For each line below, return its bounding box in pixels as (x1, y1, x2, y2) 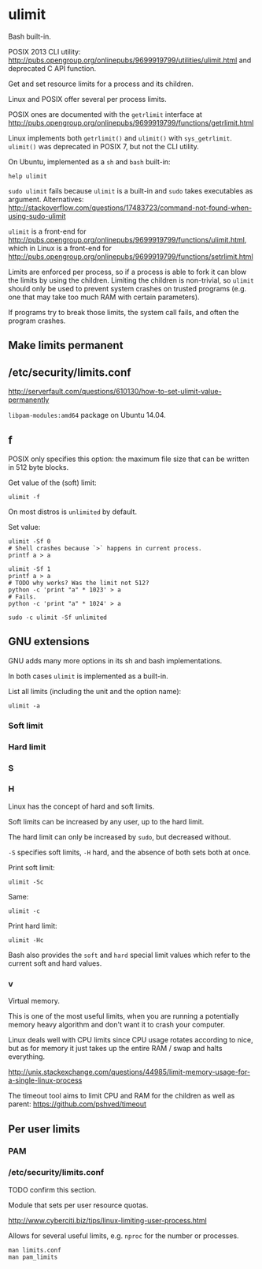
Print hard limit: (8, 921, 57, 930)
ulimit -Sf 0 (8, 537, 51, 546)
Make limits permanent (8, 339, 124, 352)
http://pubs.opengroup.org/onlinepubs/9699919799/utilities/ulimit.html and (8, 55, 252, 65)
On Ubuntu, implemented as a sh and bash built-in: (8, 156, 171, 167)
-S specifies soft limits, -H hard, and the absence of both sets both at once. (8, 847, 251, 857)
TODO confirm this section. (8, 1185, 97, 1194)
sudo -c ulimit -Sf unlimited (8, 614, 108, 621)
